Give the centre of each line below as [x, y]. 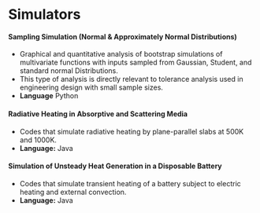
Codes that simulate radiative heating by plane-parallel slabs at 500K [132, 131]
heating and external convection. [73, 192]
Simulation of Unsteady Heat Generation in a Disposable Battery [115, 166]
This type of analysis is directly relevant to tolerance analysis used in [131, 79]
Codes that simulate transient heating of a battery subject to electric [130, 183]
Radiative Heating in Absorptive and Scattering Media [98, 114]
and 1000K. [38, 140]
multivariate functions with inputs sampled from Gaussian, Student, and [136, 62]
